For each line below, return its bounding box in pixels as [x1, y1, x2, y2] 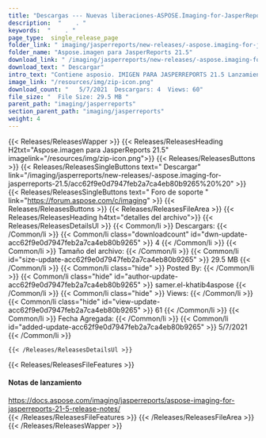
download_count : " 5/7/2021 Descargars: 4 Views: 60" [8, 85, 203, 94]
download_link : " [8, 56, 66, 64]
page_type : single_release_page [8, 33, 119, 42]
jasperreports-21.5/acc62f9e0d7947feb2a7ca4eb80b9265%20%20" [8, 179, 234, 188]
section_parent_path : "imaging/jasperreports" [8, 108, 165, 116]
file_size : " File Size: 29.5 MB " [8, 93, 129, 101]
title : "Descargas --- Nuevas [8, 11, 108, 20]
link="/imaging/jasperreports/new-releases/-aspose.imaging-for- [8, 170, 222, 179]
